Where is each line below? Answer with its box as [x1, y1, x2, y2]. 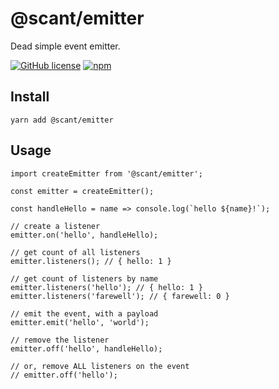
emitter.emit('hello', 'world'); [10, 317, 150, 327]
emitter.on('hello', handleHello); [10, 230, 159, 240]
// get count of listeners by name [10, 273, 159, 284]
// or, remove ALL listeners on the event [10, 361, 190, 371]
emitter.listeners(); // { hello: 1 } [10, 256, 172, 266]
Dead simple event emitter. [10, 40, 121, 52]
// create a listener [10, 221, 101, 231]
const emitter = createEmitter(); [10, 186, 155, 196]
